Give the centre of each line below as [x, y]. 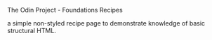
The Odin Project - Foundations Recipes [65, 10]
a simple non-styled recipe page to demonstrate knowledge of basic [106, 23]
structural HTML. [32, 31]
